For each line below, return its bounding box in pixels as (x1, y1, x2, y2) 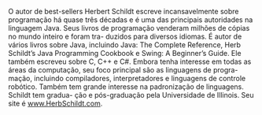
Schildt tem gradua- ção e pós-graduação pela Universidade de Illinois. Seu (8, 91, 254, 99)
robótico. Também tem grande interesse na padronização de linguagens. (8, 82, 244, 91)
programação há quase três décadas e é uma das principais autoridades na (8, 15, 253, 24)
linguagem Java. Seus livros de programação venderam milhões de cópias (8, 24, 250, 32)
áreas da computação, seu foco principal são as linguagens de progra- (8, 65, 238, 74)
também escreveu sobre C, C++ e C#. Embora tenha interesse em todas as (8, 57, 252, 66)
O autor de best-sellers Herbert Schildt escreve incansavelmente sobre (8, 7, 239, 16)
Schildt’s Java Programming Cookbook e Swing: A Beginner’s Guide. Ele (8, 49, 242, 57)
